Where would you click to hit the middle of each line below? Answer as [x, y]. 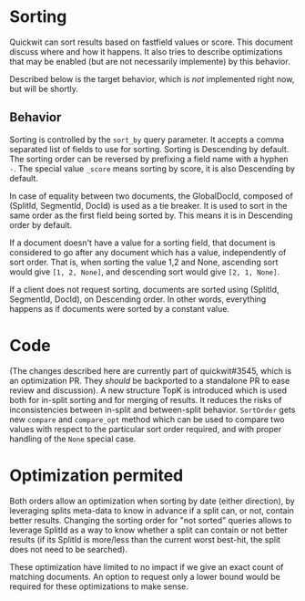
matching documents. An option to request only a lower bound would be [145, 576]
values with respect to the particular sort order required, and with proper [146, 429]
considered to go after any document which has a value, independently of [148, 252]
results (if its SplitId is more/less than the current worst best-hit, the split [145, 539]
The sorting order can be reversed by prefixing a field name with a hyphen [149, 159]
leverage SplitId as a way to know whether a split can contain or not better [149, 530]
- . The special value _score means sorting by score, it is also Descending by [152, 168]
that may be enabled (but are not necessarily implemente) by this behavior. [150, 61]
